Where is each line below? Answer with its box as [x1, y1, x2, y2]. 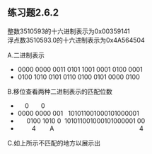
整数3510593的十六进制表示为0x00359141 [7, 27, 131, 35]
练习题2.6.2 [7, 6, 59, 19]
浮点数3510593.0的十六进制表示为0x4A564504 [7, 35, 145, 44]
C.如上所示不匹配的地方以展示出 [7, 138, 101, 147]
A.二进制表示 [7, 50, 45, 59]
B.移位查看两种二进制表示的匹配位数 [7, 87, 113, 96]
